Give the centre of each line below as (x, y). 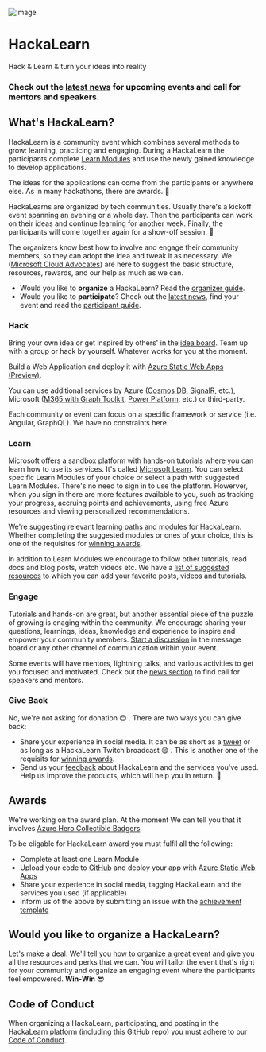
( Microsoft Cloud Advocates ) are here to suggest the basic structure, (121, 264)
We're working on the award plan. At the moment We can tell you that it (125, 820)
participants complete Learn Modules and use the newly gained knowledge (131, 158)
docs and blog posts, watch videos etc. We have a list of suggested (119, 568)
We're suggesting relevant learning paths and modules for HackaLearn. (125, 527)
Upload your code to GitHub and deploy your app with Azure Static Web (137, 868)
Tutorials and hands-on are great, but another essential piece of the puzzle (131, 614)
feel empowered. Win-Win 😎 (56, 979)
